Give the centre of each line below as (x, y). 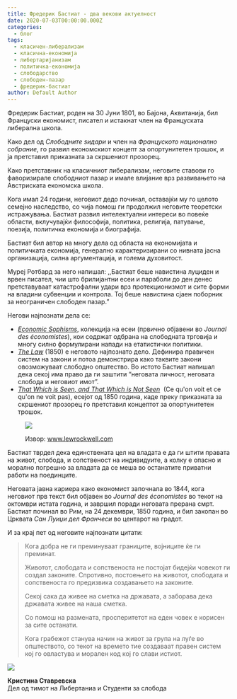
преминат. (40, 554)
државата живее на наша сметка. (76, 604)
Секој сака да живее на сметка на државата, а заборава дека (118, 596)
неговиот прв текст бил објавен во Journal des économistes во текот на (115, 497)
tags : (15, 40)
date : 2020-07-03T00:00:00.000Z (55, 21)
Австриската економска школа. (56, 185)
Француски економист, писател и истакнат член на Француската (105, 120)
